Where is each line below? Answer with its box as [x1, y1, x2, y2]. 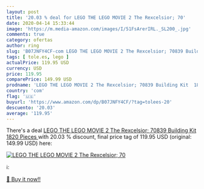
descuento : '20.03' [6, 104, 56, 111]
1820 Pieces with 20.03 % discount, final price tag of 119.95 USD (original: [6, 133, 192, 141]
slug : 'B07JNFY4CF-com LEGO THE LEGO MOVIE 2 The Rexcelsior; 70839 [6, 48, 183, 55]
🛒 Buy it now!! [6, 176, 41, 183]
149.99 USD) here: [6, 140, 53, 147]
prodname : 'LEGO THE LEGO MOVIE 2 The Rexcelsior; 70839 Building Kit [6, 82, 189, 88]
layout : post [6, 8, 39, 15]
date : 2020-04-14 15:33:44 [6, 20, 75, 26]
